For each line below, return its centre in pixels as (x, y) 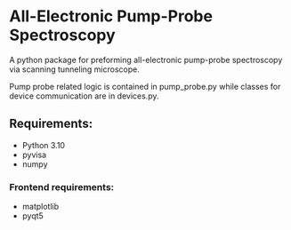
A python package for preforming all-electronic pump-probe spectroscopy (146, 59)
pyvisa (34, 155)
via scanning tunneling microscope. (74, 69)
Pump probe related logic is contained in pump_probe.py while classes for (145, 86)
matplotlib (40, 207)
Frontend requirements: (62, 186)
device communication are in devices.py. (84, 96)
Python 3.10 (43, 145)
